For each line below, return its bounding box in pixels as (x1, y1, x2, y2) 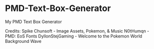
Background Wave (5, 38, 42, 44)
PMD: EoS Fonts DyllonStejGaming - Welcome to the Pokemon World (5, 33, 142, 39)
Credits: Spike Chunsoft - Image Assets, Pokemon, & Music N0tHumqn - (5, 28, 149, 34)
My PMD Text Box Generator (5, 19, 62, 24)
